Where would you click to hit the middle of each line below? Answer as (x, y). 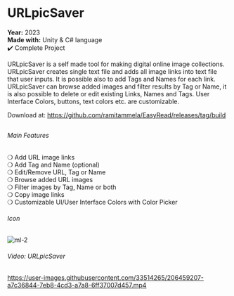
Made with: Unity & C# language (55, 39)
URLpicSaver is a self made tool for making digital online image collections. (116, 64)
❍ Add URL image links (41, 157)
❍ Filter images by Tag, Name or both (62, 187)
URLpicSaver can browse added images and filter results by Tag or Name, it (117, 86)
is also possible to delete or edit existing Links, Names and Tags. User (109, 94)
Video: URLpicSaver (36, 256)
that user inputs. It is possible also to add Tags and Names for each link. (111, 79)
